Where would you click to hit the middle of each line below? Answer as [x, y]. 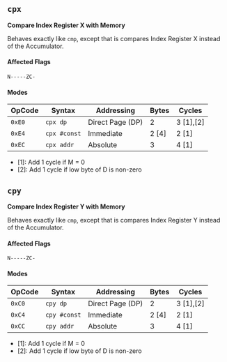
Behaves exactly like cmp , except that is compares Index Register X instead [114, 38]
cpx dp [56, 122]
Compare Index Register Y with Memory [66, 206]
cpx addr [60, 145]
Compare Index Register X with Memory [66, 25]
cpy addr [60, 326]
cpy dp [56, 304]
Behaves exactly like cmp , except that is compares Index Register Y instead [114, 220]
